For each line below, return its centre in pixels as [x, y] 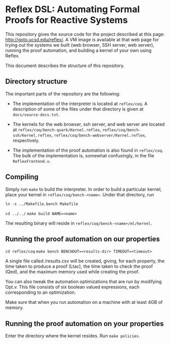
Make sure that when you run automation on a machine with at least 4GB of [84, 302]
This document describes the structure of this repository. [65, 65]
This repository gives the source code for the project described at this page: [85, 34]
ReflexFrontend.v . [31, 161]
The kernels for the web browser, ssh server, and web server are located [89, 124]
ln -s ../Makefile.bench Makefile [42, 204]
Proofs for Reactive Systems [66, 20]
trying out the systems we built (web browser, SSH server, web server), [80, 45]
